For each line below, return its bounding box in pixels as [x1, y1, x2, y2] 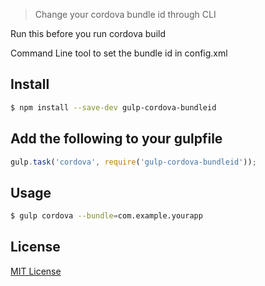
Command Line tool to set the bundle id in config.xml [10, 47, 228, 59]
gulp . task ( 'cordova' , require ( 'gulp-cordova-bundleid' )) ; [10, 157, 257, 167]
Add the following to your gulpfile [10, 130, 223, 148]
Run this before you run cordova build [10, 28, 167, 39]
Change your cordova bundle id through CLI [34, 9, 217, 20]
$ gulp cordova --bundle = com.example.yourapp [10, 211, 203, 221]
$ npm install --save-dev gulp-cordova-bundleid [10, 102, 217, 113]
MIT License [10, 265, 62, 277]
